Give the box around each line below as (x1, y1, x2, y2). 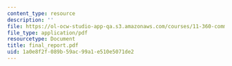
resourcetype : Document (7, 36, 76, 43)
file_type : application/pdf (7, 29, 88, 36)
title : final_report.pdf (7, 42, 79, 49)
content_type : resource (7, 10, 76, 17)
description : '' (7, 16, 54, 23)
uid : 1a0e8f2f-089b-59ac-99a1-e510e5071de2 (7, 49, 135, 56)
